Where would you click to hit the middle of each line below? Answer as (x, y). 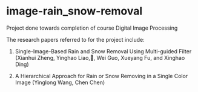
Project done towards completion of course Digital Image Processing (92, 28)
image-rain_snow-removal (74, 11)
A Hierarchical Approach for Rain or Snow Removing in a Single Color (101, 76)
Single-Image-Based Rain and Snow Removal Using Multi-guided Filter (103, 51)
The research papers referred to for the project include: (75, 39)
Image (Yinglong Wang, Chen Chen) (60, 82)
